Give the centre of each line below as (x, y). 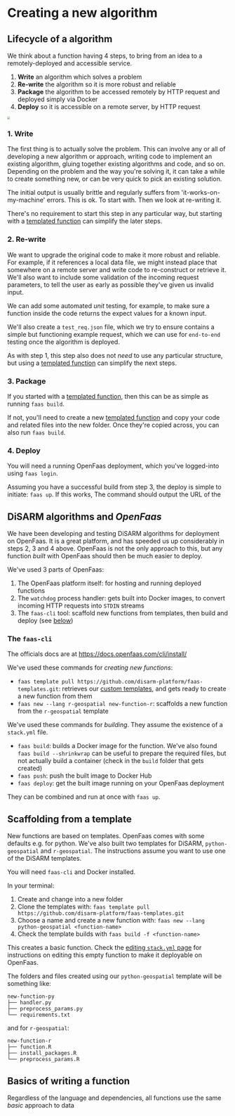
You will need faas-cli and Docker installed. (71, 872)
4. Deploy (24, 450)
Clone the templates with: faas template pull (83, 907)
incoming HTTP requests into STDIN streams (81, 605)
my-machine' (26, 200)
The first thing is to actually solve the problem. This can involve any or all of (116, 149)
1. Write (20, 134)
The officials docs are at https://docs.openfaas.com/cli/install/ (97, 654)
